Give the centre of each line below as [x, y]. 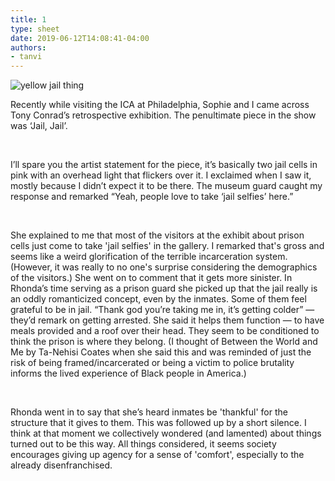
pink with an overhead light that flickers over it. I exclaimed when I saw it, [161, 175]
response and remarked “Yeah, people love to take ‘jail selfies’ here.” [152, 197]
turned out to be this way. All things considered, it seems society [143, 444]
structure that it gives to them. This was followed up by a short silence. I [158, 423]
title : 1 [28, 19]
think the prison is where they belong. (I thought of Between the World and [164, 342]
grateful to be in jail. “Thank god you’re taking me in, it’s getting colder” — [162, 310]
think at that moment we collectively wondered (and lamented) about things [166, 433]
